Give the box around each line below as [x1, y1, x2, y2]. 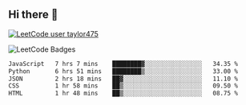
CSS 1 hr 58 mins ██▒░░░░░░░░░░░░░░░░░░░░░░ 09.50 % [8, 82, 239, 90]
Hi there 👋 [8, 8, 58, 21]
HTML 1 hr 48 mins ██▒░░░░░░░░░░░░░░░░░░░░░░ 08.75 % [8, 89, 239, 98]
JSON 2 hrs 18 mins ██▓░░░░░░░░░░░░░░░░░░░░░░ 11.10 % [8, 75, 239, 83]
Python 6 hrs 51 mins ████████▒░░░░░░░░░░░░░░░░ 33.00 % [8, 67, 239, 76]
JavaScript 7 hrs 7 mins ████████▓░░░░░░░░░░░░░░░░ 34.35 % [8, 60, 239, 68]
